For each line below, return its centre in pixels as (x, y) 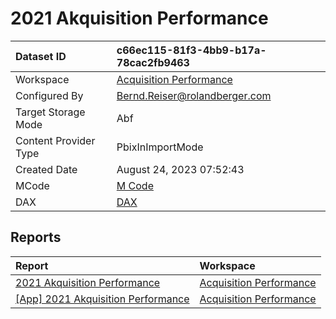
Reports (36, 237)
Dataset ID (41, 56)
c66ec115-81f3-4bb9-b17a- (191, 50)
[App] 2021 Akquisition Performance (102, 299)
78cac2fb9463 (153, 62)
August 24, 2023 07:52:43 (180, 169)
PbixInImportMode (160, 147)
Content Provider (55, 140)
